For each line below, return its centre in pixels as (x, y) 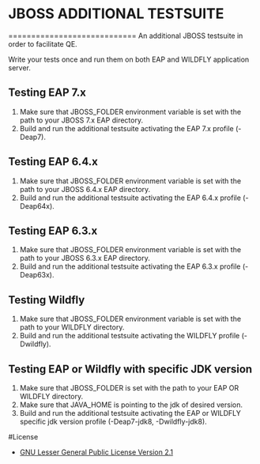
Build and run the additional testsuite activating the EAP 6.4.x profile (130, 198)
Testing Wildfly (47, 300)
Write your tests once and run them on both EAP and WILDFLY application (129, 59)
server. (20, 67)
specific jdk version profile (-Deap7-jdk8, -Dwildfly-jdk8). (113, 421)
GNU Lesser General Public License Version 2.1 (96, 452)
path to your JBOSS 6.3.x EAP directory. (85, 258)
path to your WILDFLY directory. (72, 327)
